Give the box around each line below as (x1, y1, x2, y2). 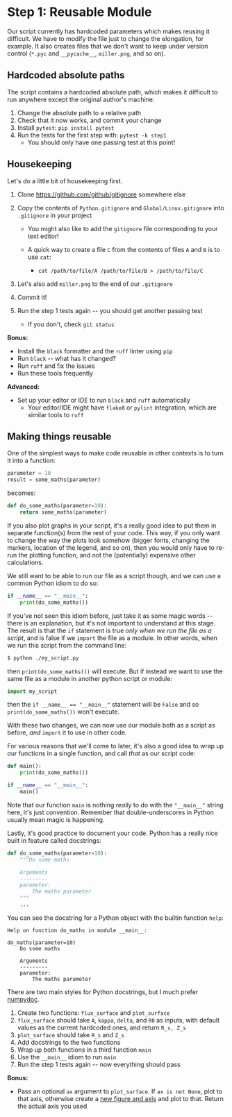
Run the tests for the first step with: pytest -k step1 (17, 131, 167, 139)
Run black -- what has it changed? (17, 354, 117, 362)
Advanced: (7, 383, 40, 391)
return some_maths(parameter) (19, 509, 108, 516)
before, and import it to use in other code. (7, 728, 127, 737)
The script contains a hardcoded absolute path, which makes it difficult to (7, 87, 218, 96)
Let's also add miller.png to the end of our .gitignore (17, 279, 174, 288)
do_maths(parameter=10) (7, 939, 76, 946)
